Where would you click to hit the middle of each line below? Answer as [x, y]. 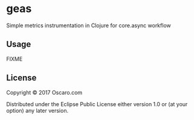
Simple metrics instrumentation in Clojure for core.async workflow [89, 25]
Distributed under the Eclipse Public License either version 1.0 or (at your [97, 104]
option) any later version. [37, 110]
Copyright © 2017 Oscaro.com [44, 92]
